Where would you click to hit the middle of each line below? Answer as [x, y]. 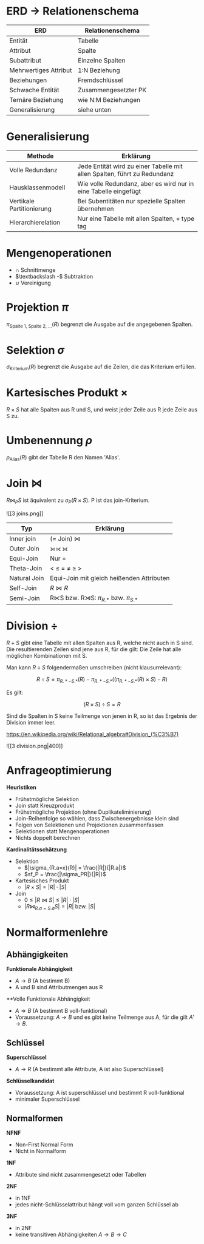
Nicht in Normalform [40, 1151]
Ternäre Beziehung [36, 100]
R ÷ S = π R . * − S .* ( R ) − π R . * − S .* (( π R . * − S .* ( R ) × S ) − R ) [102, 680]
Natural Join [27, 578]
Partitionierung [30, 209]
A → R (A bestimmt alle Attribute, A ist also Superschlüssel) [89, 1069]
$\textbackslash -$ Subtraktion [54, 276]
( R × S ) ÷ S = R [102, 704]
